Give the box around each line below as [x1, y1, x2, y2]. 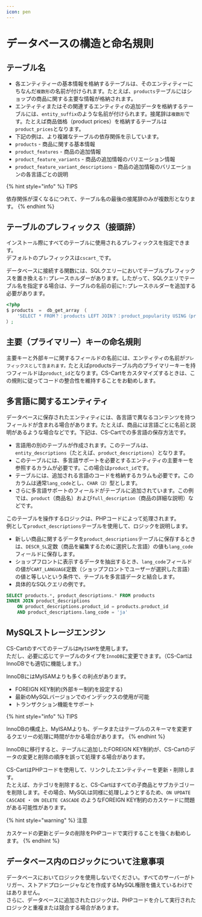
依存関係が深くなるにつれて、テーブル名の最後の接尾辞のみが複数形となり [6, 195, 191, 203]
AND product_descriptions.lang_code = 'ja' [17, 609, 128, 615]
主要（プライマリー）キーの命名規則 [6, 337, 141, 348]
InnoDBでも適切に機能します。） [6, 659, 85, 667]
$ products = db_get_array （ [6, 308, 87, 314]
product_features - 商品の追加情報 [14, 147, 101, 155]
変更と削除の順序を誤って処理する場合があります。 [22, 753, 148, 760]
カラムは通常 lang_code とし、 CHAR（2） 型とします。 [14, 479, 141, 487]
